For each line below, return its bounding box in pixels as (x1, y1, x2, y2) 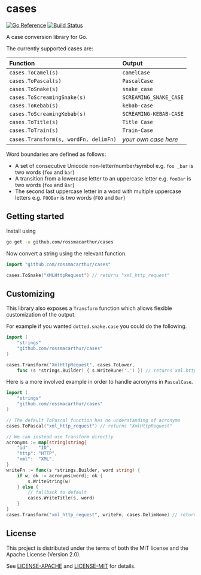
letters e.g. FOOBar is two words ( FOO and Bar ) (14, 194, 126, 201)
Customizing (6, 288, 55, 299)
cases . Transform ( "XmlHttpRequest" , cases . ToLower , (6, 362, 135, 368)
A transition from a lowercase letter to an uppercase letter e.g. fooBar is (14, 174, 191, 182)
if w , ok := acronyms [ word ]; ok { (17, 472, 103, 478)
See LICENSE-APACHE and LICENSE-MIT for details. (6, 562, 136, 570)
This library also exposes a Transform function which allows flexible (6, 305, 172, 312)
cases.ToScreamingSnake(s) (9, 94, 86, 101)
